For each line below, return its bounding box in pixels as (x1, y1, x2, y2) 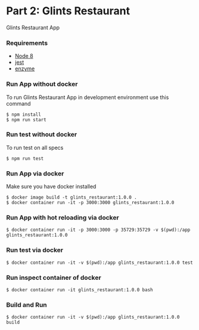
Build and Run (6, 300, 48, 309)
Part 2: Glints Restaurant (6, 4, 130, 18)
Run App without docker (6, 80, 78, 88)
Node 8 (14, 53, 34, 60)
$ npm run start (6, 116, 46, 123)
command (6, 100, 31, 107)
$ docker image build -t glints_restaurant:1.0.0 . (6, 195, 137, 201)
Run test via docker (6, 246, 64, 254)
